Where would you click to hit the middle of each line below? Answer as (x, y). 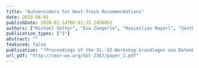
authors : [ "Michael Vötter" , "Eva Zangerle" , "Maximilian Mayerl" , (91, 28)
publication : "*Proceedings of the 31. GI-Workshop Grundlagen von (91, 50)
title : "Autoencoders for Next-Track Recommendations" (75, 12)
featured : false (26, 45)
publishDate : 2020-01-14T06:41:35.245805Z (59, 22)
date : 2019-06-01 (28, 17)
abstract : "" (22, 39)
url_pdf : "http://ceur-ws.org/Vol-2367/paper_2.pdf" (73, 56)
